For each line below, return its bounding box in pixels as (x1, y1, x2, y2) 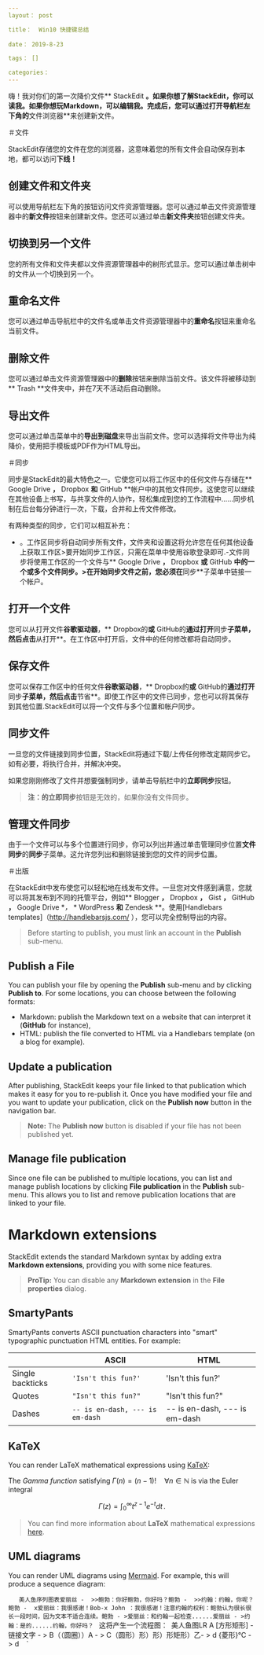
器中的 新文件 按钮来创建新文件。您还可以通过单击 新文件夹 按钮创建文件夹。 (8, 211, 249, 221)
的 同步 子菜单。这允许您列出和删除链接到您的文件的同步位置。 (22, 850, 222, 859)
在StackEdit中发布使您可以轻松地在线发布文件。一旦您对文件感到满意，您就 (8, 883, 253, 892)
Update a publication (8, 1060, 112, 1073)
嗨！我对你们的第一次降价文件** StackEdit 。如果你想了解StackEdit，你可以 (8, 91, 254, 101)
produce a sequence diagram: (8, 1579, 106, 1588)
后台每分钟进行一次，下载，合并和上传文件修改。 (21, 504, 181, 513)
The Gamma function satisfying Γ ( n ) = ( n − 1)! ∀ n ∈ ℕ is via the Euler (8, 1476, 239, 1486)
